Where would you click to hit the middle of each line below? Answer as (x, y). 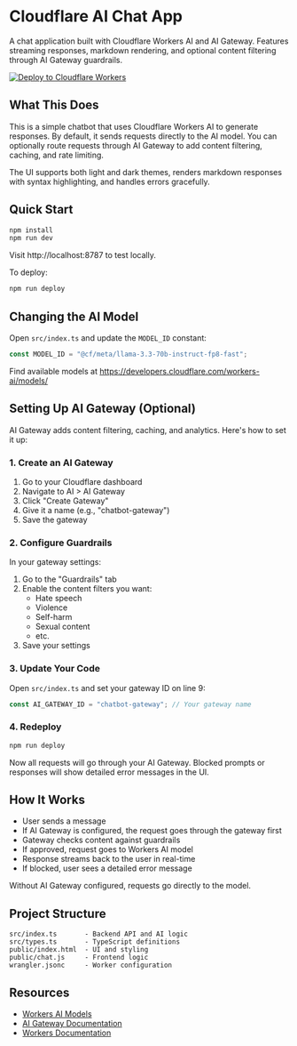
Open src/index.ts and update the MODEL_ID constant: (108, 338)
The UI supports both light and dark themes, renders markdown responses (145, 172)
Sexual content (63, 627)
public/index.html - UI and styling (79, 950)
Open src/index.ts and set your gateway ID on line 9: (107, 688)
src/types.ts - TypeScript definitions (94, 942)
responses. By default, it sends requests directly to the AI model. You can (143, 136)
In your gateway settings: (55, 562)
